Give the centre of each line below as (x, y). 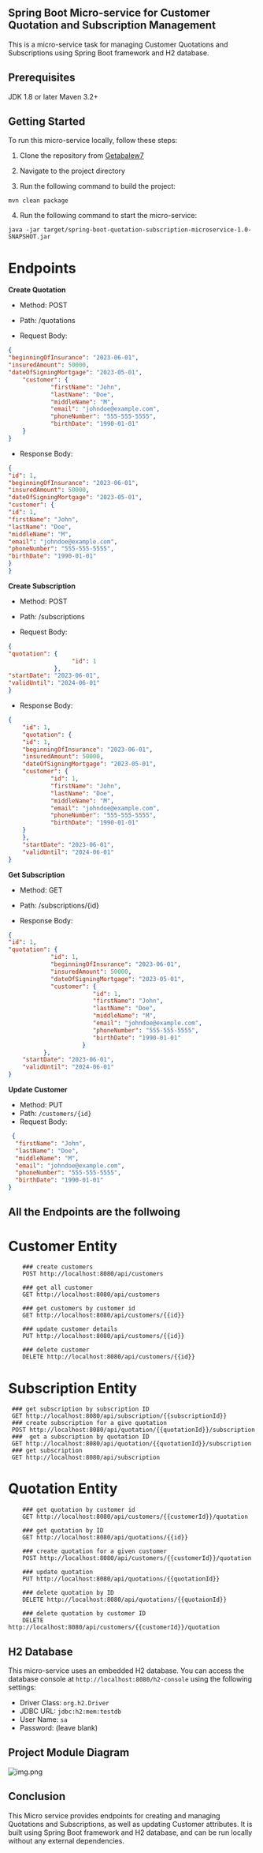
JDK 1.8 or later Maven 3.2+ (53, 96)
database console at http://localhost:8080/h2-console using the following (130, 1679)
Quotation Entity (63, 1489)
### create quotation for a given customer (95, 1551)
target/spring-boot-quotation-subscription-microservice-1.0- (147, 230)
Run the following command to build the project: (97, 186)
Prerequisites (42, 78)
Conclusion (37, 1797)
